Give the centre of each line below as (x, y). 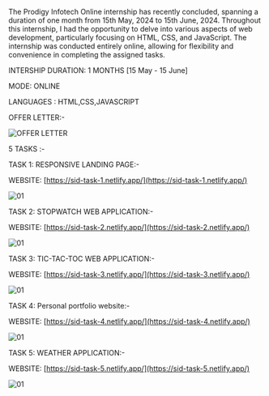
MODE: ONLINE (34, 86)
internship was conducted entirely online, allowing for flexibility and (121, 46)
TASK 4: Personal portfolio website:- (69, 306)
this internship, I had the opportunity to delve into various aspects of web (130, 29)
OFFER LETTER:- (36, 117)
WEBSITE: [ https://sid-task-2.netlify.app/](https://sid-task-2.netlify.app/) (129, 227)
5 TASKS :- (27, 149)
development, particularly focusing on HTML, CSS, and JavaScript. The (128, 37)
